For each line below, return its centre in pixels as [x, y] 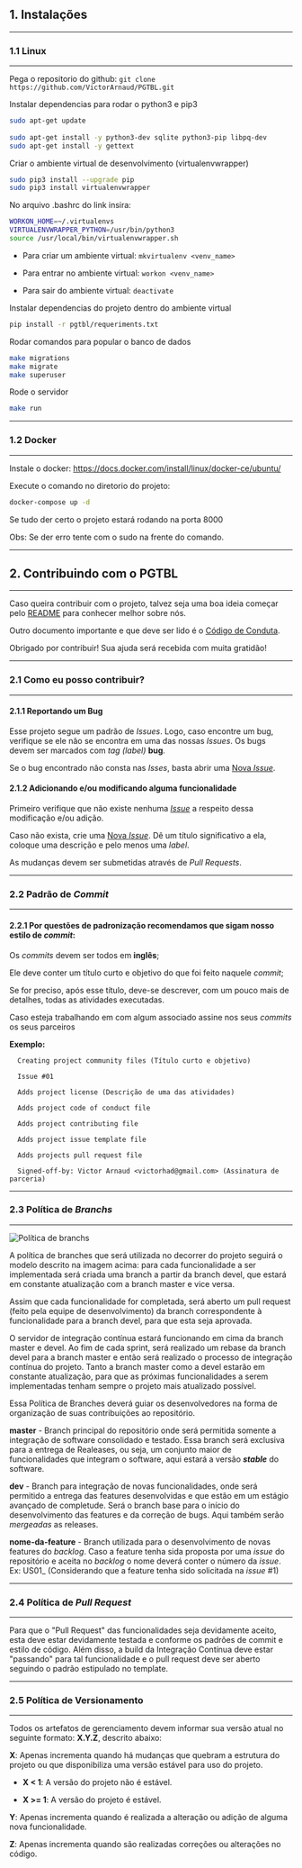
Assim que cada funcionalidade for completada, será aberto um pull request [150, 1301]
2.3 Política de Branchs [61, 1210]
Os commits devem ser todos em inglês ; [84, 955]
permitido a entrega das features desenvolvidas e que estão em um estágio [149, 1495]
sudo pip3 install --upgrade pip [72, 179]
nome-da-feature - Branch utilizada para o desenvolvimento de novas [140, 1542]
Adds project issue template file [82, 1139]
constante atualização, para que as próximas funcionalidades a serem [139, 1376]
